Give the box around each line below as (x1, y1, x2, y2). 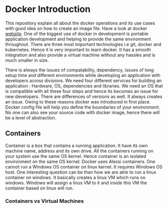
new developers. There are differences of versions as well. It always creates (5, 93, 162, 99)
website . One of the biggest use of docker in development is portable (5, 30, 149, 36)
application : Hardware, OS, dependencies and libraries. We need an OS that (5, 82, 163, 88)
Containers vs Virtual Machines (5, 197, 84, 204)
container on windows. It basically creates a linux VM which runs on (5, 174, 146, 180)
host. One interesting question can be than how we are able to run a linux (5, 169, 156, 175)
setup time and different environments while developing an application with (5, 72, 160, 78)
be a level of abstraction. (5, 114, 57, 120)
